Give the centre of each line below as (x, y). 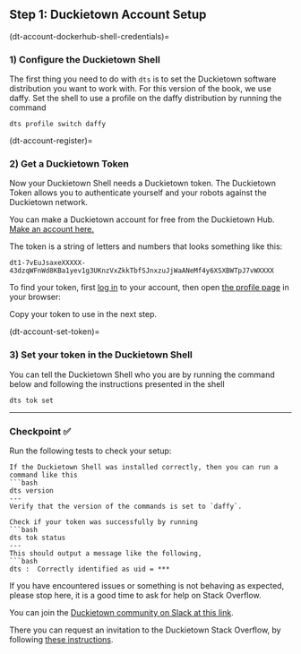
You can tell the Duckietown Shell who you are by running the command (142, 374)
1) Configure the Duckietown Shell (85, 59)
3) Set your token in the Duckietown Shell (101, 355)
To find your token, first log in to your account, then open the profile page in (149, 288)
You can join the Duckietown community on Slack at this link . (122, 612)
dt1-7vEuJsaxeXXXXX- (48, 263)
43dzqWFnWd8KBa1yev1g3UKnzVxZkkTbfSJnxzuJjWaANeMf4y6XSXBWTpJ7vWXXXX (142, 271)
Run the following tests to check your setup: (90, 451)
